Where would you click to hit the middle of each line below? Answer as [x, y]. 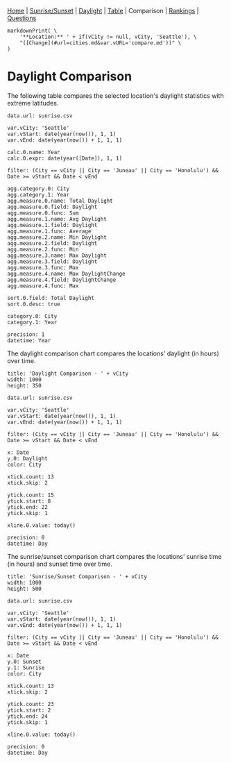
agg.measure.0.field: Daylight [52, 207]
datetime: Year [29, 340]
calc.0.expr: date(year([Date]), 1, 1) [65, 158]
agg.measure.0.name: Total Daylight [60, 201]
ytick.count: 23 [31, 704]
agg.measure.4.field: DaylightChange [62, 280]
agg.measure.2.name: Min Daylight [57, 237]
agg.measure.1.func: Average [49, 231]
